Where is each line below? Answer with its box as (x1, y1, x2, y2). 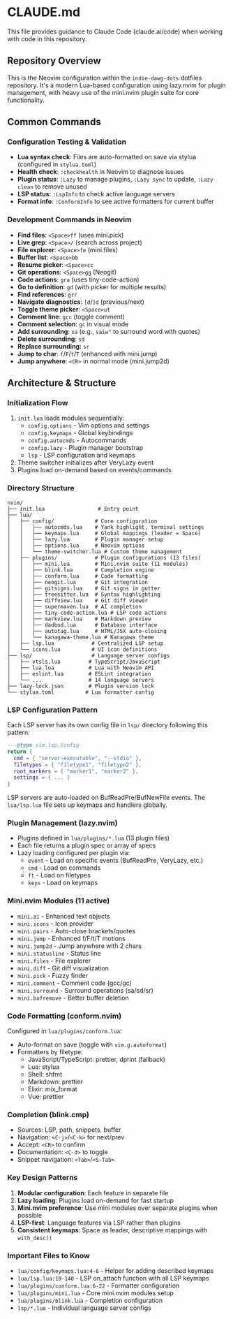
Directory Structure (7, 483, 75, 493)
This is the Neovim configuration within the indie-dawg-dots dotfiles (7, 73, 202, 82)
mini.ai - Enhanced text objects (17, 912, 110, 920)
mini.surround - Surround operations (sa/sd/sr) (17, 986, 153, 994)
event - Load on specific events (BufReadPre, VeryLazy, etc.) (27, 857, 204, 865)
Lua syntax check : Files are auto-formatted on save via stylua (17, 153, 197, 161)
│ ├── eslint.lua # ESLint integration (7, 670, 151, 678)
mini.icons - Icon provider (17, 919, 94, 928)
